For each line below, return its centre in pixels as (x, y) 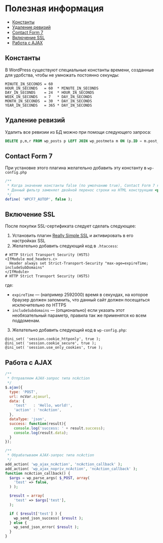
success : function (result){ (38, 423)
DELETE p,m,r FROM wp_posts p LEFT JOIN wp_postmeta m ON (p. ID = (73, 141)
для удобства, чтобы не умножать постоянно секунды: (62, 75)
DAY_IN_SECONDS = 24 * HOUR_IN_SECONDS (50, 92)
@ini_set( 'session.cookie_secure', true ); (51, 343)
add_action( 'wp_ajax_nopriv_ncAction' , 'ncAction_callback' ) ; (71, 469)
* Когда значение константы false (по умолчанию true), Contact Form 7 (81, 186)
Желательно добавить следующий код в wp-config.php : (69, 330)
